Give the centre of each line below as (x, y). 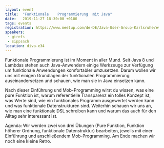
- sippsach (18, 42)
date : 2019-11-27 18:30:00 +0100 (41, 19)
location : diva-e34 (25, 46)
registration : (20, 28)
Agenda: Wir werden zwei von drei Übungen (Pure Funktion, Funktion (75, 126)
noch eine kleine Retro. (28, 141)
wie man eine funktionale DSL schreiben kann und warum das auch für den (81, 111)
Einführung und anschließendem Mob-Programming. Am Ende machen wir (80, 136)
